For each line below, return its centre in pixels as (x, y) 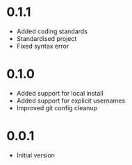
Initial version (35, 155)
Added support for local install (60, 93)
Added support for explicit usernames (71, 101)
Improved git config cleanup (57, 107)
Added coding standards (52, 31)
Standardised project (47, 38)
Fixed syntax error (43, 46)
